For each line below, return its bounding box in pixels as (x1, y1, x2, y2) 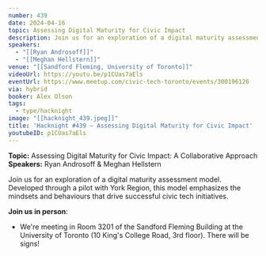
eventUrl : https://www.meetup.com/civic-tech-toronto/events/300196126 (8, 77, 249, 85)
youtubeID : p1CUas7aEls (8, 129, 87, 137)
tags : (8, 100, 26, 107)
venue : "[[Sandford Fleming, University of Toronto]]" (8, 63, 193, 71)
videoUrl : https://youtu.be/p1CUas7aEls (8, 70, 144, 78)
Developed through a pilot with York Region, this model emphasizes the (8, 183, 241, 192)
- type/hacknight (15, 107, 73, 115)
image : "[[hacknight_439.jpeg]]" (8, 115, 119, 122)
